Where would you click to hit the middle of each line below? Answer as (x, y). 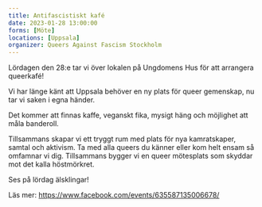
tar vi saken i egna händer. (52, 100)
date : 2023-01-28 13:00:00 (53, 23)
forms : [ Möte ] (32, 30)
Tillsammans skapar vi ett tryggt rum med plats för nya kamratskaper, (122, 139)
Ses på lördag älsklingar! (49, 180)
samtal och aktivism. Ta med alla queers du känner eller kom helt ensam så (131, 148)
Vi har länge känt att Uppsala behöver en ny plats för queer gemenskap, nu (131, 91)
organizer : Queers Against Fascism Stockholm (85, 45)
